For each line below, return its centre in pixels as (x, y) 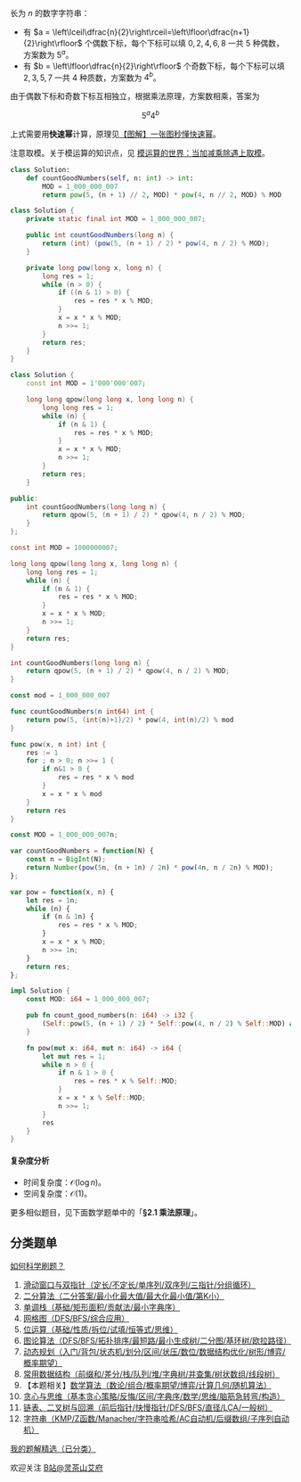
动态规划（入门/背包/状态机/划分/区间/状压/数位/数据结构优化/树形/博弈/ (154, 1352)
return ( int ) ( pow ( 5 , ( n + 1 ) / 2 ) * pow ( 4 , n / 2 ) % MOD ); (156, 243)
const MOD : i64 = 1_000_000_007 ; (88, 1000)
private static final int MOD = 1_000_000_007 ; (116, 219)
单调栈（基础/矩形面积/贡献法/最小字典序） (102, 1307)
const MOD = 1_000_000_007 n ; (64, 835)
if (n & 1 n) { (68, 917)
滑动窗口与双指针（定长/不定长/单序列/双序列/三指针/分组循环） (139, 1285)
